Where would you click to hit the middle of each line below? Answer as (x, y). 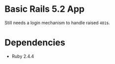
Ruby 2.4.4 (23, 56)
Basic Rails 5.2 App (44, 9)
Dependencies (35, 43)
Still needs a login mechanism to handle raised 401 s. (57, 23)
